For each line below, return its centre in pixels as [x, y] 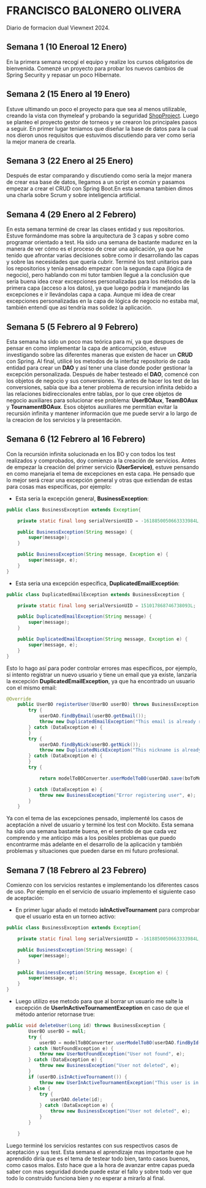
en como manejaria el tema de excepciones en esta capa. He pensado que [101, 473]
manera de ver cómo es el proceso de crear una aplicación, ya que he [95, 249]
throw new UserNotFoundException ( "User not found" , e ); [112, 1054]
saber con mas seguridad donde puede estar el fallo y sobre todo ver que [99, 1171]
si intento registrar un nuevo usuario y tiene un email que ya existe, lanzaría [102, 674]
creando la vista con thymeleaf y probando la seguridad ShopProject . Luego [103, 115]
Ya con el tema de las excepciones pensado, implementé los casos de [95, 818]
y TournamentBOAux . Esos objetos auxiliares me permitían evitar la [92, 407]
